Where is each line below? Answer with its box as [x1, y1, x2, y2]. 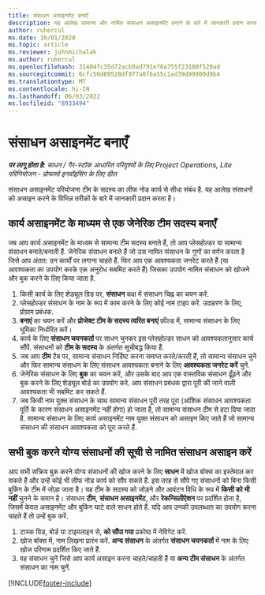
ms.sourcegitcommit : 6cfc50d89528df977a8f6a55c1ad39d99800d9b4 [8, 70, 221, 78]
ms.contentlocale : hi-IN [8, 84, 90, 93]
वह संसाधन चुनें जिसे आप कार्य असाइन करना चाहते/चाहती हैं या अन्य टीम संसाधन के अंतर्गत [19, 553, 245, 563]
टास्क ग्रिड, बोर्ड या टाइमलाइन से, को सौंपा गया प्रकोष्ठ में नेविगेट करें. [19, 526, 188, 537]
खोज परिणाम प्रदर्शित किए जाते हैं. [19, 544, 101, 554]
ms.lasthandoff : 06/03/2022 [8, 92, 101, 100]
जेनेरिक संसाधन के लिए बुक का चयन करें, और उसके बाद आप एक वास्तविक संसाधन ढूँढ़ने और [19, 369, 252, 379]
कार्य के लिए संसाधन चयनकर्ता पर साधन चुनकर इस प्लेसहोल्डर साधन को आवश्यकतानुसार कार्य [19, 333, 254, 343]
